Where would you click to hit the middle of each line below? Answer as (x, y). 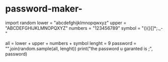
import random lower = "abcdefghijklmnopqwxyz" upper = (66, 23)
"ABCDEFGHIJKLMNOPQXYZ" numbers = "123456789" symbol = (73, 28)
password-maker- (44, 9)
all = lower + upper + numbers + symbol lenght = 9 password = (71, 43)
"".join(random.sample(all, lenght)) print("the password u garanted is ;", (79, 48)
